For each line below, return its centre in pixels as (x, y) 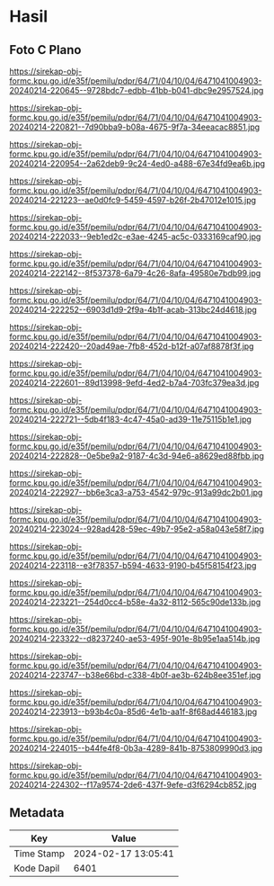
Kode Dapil (37, 868)
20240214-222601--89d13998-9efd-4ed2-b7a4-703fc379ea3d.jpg (134, 383)
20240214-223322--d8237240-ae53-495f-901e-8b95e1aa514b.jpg (135, 639)
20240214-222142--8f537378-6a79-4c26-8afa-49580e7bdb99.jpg (135, 273)
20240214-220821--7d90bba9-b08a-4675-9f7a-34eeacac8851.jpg (135, 127)
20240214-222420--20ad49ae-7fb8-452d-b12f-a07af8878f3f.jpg (132, 346)
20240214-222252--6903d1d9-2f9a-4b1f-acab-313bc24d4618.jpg (133, 309)
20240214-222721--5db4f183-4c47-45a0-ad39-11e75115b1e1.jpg (130, 419)
